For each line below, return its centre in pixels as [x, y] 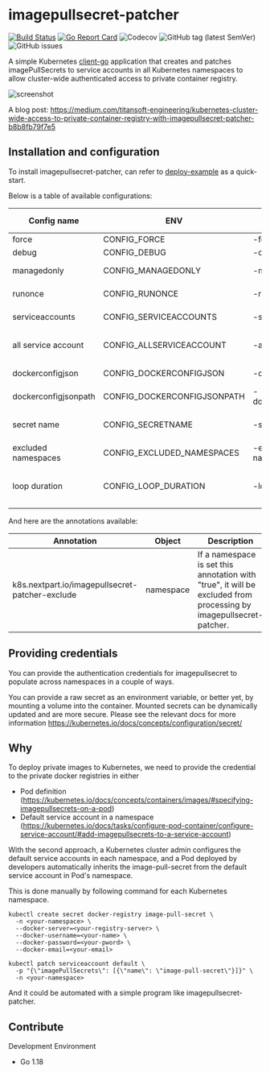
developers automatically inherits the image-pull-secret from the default [128, 867]
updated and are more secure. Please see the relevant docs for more [122, 714]
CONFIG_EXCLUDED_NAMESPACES [171, 453]
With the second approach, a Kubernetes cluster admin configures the [125, 850]
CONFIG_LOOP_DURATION [154, 486]
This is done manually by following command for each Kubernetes [118, 891]
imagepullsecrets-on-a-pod [66, 809]
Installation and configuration [84, 152]
